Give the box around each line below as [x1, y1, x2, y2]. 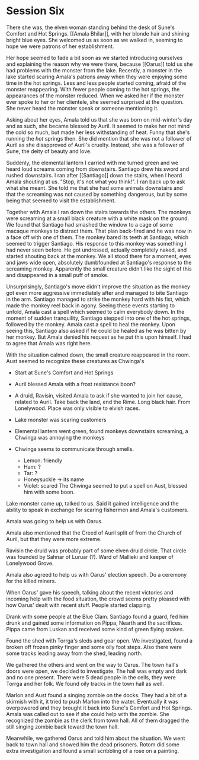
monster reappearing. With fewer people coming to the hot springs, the [6, 85, 180, 93]
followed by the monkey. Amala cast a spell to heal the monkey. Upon [6, 320, 176, 327]
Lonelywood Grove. [6, 559, 54, 567]
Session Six [6, 4, 65, 18]
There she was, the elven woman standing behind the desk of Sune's [6, 24, 175, 31]
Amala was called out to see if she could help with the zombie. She [6, 710, 170, 717]
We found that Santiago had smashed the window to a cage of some [6, 221, 174, 228]
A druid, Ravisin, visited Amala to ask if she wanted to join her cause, [14, 392, 183, 399]
